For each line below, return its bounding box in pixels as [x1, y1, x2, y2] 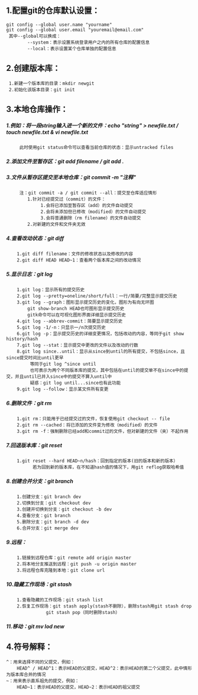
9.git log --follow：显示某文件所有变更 [17, 386, 109, 392]
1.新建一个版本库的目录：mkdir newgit [8, 80, 95, 86]
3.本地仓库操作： [6, 104, 69, 114]
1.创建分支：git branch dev [17, 494, 82, 500]
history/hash [6, 336, 38, 342]
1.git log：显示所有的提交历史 [17, 287, 85, 293]
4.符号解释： [6, 642, 53, 652]
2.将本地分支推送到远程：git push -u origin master [17, 561, 137, 567]
